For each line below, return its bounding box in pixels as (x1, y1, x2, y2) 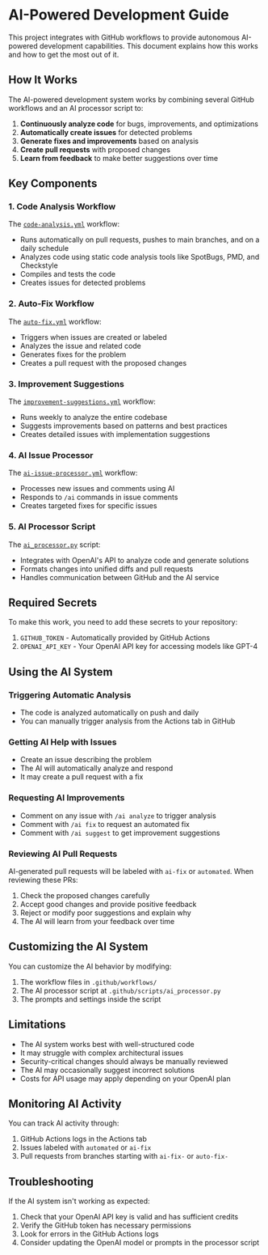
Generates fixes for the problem (19, 350, 127, 359)
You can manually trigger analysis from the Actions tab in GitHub (19, 716, 236, 726)
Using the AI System (8, 665, 113, 679)
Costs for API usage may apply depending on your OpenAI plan (19, 1074, 232, 1083)
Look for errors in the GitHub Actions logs (19, 1229, 159, 1239)
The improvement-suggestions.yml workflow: (8, 396, 156, 406)
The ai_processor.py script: (8, 540, 101, 549)
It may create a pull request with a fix (19, 772, 144, 782)
